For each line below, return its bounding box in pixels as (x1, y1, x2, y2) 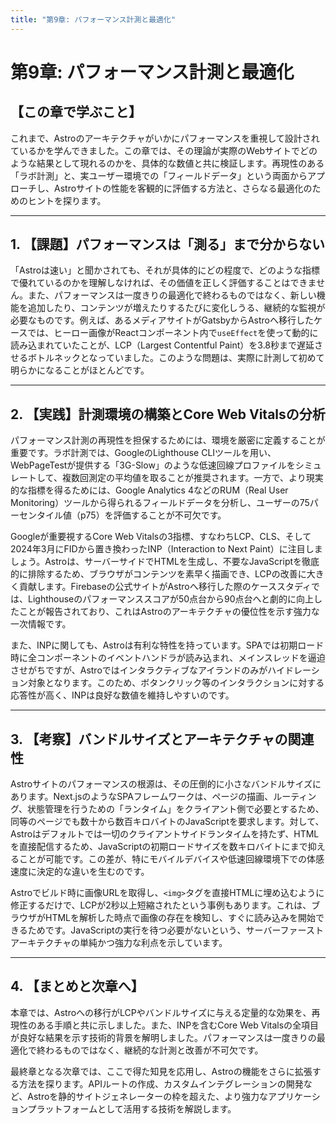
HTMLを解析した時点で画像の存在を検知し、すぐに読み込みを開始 (44, 912, 317, 924)
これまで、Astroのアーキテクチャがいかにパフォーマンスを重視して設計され (10, 132, 320, 144)
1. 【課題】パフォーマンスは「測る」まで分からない (10, 236, 325, 253)
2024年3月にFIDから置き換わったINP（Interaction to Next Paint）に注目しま (10, 543, 323, 555)
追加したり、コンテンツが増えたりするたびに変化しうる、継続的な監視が (27, 302, 326, 314)
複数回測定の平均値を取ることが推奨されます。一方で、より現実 (61, 472, 324, 484)
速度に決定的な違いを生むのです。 (10, 866, 150, 878)
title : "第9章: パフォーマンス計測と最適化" (10, 14, 177, 25)
